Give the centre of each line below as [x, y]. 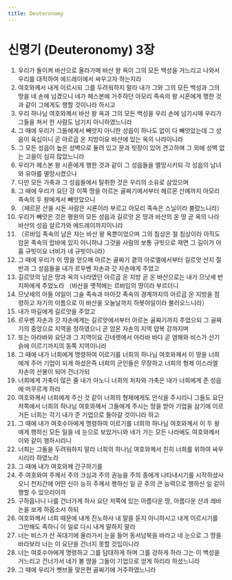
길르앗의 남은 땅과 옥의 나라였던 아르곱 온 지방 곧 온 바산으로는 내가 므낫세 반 [120, 277]
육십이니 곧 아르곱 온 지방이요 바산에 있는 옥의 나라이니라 [107, 139]
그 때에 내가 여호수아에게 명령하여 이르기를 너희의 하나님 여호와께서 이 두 [115, 423]
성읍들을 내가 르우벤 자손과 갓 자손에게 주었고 [99, 268]
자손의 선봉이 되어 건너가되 [54, 371]
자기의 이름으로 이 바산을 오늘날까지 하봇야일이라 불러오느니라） [122, 302]
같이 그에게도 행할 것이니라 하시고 [70, 105]
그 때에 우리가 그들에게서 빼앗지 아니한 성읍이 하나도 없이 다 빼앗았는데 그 [116, 130]
